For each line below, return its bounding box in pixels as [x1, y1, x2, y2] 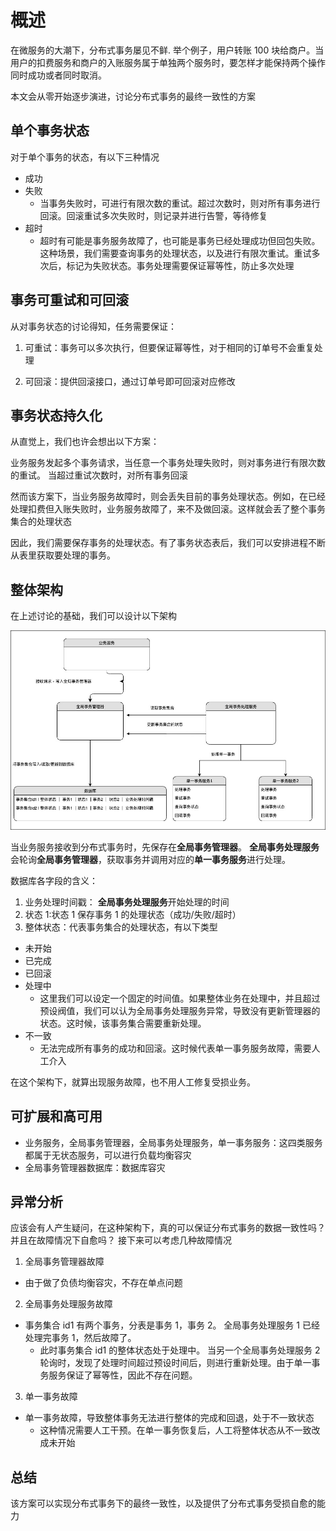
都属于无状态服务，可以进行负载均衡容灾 [24, 1149, 192, 1161]
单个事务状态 [10, 122, 90, 140]
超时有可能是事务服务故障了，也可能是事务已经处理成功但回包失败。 [39, 234, 321, 246]
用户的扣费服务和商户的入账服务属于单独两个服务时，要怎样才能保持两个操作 [10, 56, 326, 68]
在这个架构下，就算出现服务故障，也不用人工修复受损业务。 [10, 1076, 256, 1088]
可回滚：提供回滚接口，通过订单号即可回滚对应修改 [24, 375, 236, 387]
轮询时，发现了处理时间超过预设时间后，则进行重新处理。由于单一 [39, 1357, 312, 1369]
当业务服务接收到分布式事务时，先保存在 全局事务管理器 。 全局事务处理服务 [10, 841, 320, 853]
